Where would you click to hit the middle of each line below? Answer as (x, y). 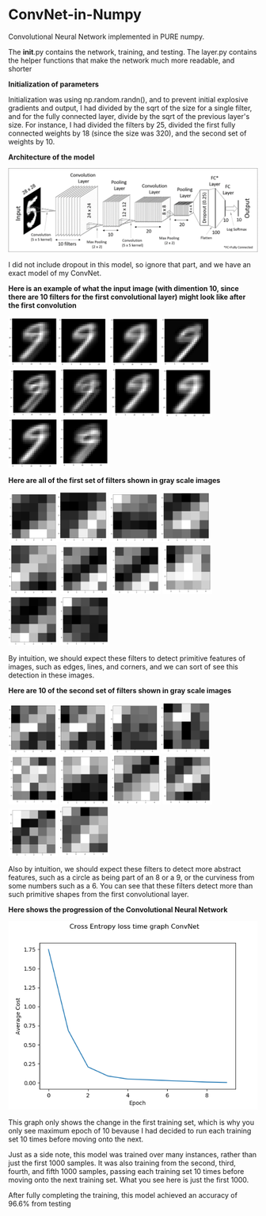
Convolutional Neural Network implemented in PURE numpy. (106, 36)
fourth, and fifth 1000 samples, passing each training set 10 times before (126, 1171)
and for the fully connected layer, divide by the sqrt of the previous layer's (129, 116)
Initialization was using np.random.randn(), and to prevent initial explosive (128, 99)
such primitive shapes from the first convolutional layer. (99, 894)
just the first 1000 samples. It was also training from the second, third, (122, 1163)
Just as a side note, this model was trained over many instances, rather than (133, 1154)
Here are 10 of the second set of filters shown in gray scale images (120, 691)
